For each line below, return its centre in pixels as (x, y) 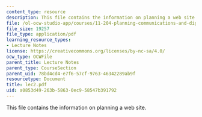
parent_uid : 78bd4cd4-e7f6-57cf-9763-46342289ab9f (71, 74)
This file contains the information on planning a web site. (76, 107)
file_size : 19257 (28, 29)
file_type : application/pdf (41, 34)
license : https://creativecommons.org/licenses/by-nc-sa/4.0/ (86, 51)
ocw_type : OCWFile (29, 57)
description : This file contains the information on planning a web (94, 17)
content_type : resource (36, 12)
